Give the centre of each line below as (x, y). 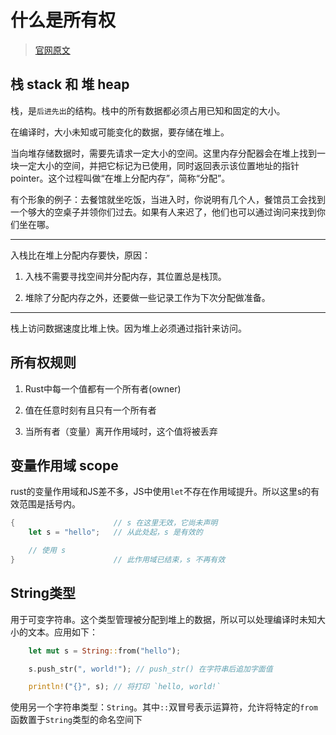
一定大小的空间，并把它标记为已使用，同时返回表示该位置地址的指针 (159, 165)
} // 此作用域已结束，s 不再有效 (118, 560)
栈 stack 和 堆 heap (70, 84)
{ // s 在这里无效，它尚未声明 (114, 523)
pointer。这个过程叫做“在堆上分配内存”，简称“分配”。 (120, 178)
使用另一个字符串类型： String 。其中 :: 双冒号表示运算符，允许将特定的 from (164, 707)
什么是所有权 (63, 20)
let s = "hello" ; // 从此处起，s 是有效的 (115, 532)
